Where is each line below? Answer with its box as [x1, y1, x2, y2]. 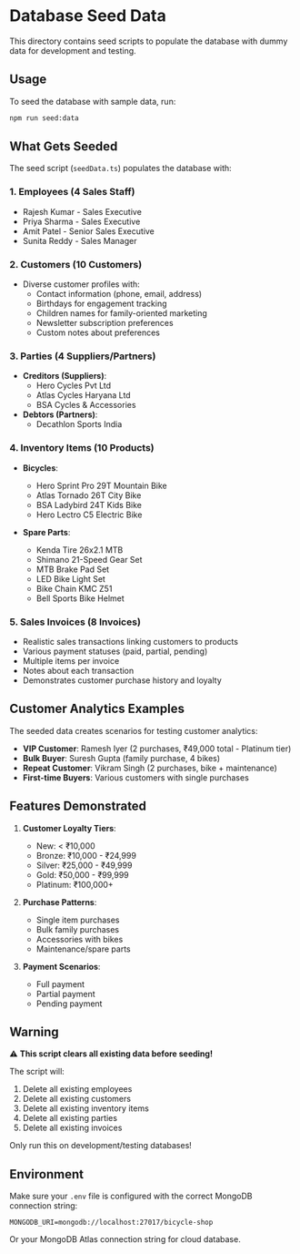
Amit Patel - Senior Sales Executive [22, 225, 155, 237]
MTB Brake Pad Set [35, 564, 110, 575]
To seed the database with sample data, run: [9, 96, 176, 107]
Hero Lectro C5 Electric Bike [35, 509, 143, 520]
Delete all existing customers [22, 1094, 132, 1105]
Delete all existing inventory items [22, 1103, 150, 1114]
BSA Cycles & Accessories [35, 400, 136, 411]
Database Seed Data [9, 5, 166, 26]
